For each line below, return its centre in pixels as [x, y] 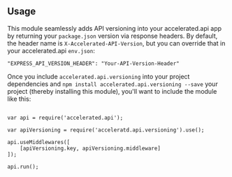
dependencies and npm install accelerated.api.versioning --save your [113, 84]
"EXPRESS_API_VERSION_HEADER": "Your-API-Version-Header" [93, 63]
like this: [19, 99]
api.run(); [23, 167]
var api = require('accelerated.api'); [65, 118]
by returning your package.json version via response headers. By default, [113, 36]
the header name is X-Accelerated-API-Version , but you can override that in [116, 43]
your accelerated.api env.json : [51, 50]
